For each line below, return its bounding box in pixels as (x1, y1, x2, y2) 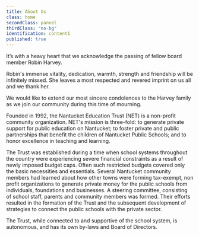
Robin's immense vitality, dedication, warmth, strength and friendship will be (6, 71, 193, 77)
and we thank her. (6, 83, 50, 90)
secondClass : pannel (6, 20, 58, 25)
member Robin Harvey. (6, 59, 62, 66)
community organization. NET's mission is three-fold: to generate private (6, 119, 184, 125)
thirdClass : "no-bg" (6, 25, 58, 31)
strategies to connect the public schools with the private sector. (6, 206, 162, 212)
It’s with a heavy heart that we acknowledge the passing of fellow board (6, 53, 182, 59)
